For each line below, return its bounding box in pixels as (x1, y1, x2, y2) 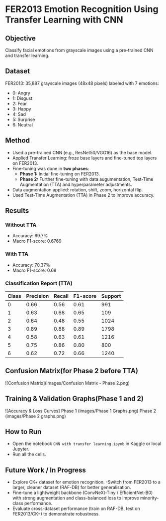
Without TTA (5, 221, 37, 228)
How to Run (5, 427, 42, 436)
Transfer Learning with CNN (5, 14, 123, 25)
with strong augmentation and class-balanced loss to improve (12, 495, 139, 501)
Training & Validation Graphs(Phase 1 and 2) (5, 395, 144, 403)
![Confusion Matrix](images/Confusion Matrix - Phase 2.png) (5, 380, 130, 386)
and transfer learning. (5, 52, 50, 58)
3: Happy (12, 106, 31, 112)
